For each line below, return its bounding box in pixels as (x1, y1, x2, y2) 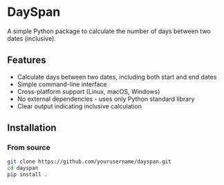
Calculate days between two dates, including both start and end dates (17, 72, 217, 81)
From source (7, 143, 50, 153)
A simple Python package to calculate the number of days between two (7, 27, 211, 35)
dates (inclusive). (7, 34, 57, 42)
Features (7, 55, 46, 66)
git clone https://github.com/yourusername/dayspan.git (7, 158, 171, 166)
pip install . (7, 171, 48, 178)
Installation (7, 122, 57, 134)
